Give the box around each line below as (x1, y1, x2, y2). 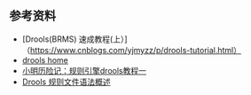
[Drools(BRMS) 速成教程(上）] (21, 34, 128, 44)
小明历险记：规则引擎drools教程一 (21, 65, 146, 75)
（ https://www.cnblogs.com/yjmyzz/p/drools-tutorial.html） (21, 44, 242, 55)
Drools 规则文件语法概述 (21, 76, 111, 87)
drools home (21, 54, 69, 65)
